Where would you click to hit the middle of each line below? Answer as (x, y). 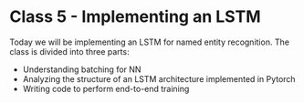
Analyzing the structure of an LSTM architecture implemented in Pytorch (159, 78)
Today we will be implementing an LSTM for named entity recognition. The (150, 42)
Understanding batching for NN (82, 69)
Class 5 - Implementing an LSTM (135, 17)
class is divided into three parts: (69, 51)
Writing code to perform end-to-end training (106, 88)
